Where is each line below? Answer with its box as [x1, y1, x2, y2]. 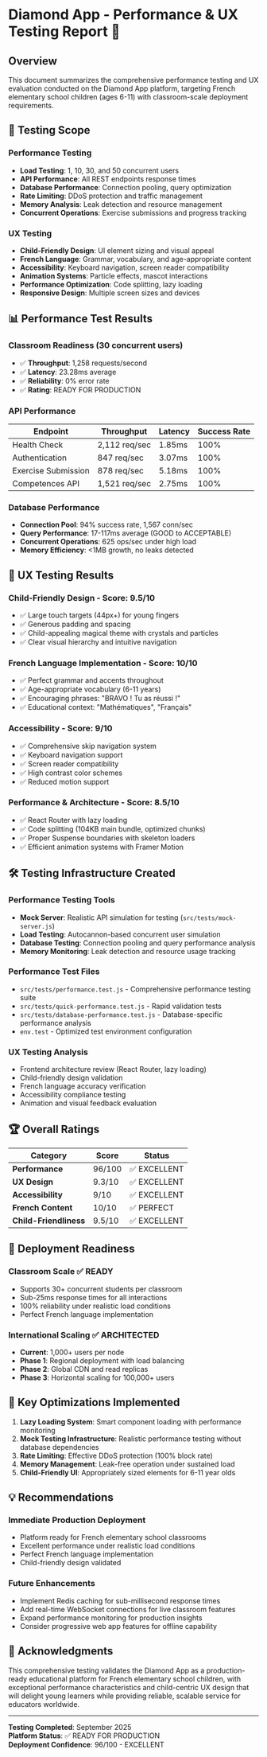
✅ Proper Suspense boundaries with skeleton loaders [19, 833, 195, 843]
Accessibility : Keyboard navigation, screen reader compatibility [19, 263, 230, 272]
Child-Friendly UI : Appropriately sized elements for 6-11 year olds [19, 1467, 236, 1477]
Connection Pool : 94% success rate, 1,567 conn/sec [19, 520, 193, 530]
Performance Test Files [8, 966, 100, 977]
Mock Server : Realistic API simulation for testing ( [19, 913, 184, 922]
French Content [12, 1202, 73, 1213]
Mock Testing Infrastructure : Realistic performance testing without [19, 1434, 242, 1443]
